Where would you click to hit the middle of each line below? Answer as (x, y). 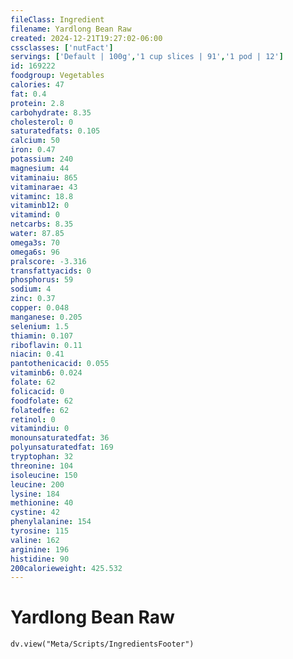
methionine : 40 (42, 503)
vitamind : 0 (35, 215)
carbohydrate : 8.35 (51, 112)
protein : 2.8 (37, 103)
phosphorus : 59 (42, 280)
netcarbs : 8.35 (42, 224)
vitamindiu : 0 (40, 429)
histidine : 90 (40, 559)
